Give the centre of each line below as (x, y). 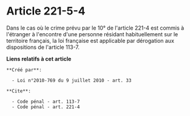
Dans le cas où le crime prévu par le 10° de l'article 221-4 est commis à (95, 28)
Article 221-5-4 (46, 11)
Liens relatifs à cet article (39, 59)
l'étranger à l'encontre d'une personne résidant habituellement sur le (92, 34)
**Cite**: (19, 91)
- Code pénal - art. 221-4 (46, 107)
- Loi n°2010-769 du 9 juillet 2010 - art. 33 (72, 80)
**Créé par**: (24, 70)
